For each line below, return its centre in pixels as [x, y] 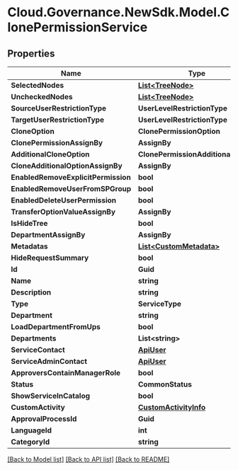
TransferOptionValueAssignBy [63, 212]
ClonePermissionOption [179, 131]
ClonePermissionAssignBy [57, 143]
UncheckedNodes [42, 97]
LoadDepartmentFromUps [56, 327]
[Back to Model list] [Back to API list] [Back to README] [89, 459]
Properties [31, 53]
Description [31, 292]
